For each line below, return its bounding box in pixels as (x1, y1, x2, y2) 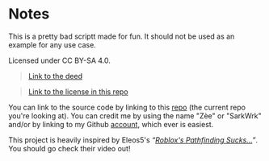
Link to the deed (27, 71, 83, 80)
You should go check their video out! (8, 143, 131, 153)
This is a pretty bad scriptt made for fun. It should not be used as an (8, 31, 235, 41)
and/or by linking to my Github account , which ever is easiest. (8, 119, 214, 129)
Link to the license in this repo (27, 86, 128, 97)
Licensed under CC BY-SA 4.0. (8, 56, 111, 65)
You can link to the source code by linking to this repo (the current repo (8, 102, 246, 112)
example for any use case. (8, 39, 97, 49)
